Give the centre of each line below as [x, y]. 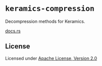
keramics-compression [50, 9]
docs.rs [13, 31]
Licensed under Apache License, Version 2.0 [51, 58]
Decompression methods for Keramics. [45, 21]
